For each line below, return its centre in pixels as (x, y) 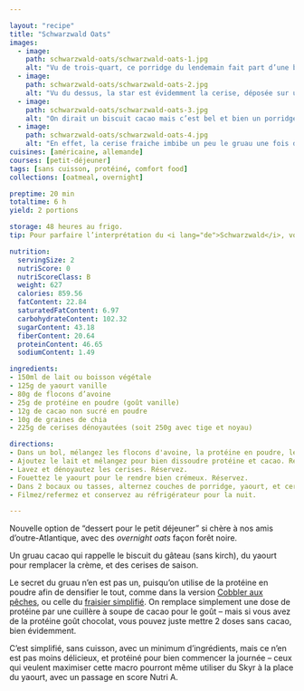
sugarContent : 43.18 (56, 327)
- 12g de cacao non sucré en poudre (78, 411)
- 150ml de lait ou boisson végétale (81, 378)
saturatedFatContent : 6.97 (68, 311)
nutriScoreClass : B (54, 277)
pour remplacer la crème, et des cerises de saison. (104, 565)
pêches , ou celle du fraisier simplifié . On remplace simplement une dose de (150, 602)
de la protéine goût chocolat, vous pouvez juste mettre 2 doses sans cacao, (151, 621)
